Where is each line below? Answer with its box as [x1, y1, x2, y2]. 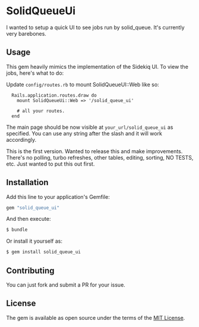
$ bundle [6, 227, 28, 233]
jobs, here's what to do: [6, 69, 64, 77]
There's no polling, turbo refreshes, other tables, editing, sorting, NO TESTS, [6, 154, 194, 161]
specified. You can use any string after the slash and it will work [6, 129, 162, 137]
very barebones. [6, 30, 46, 37]
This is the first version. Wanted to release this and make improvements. [6, 147, 183, 155]
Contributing [6, 265, 55, 275]
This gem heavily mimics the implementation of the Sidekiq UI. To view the [6, 63, 189, 70]
